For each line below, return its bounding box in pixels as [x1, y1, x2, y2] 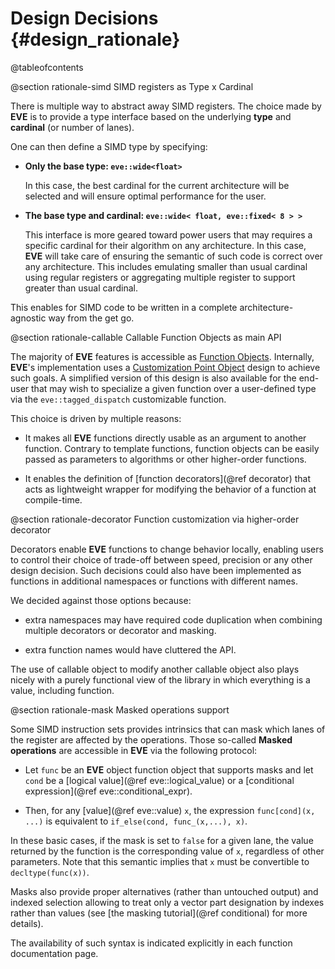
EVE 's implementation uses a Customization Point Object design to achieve [10, 361, 321, 373]
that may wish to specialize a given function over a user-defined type [31, 382, 317, 394]
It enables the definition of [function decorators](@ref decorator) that [24, 472, 311, 484]
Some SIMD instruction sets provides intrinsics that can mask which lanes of [10, 723, 326, 735]
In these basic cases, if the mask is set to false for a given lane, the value [10, 834, 314, 846]
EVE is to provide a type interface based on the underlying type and [10, 110, 292, 122]
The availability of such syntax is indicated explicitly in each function [10, 937, 293, 949]
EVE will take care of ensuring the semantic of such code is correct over [24, 250, 323, 262]
